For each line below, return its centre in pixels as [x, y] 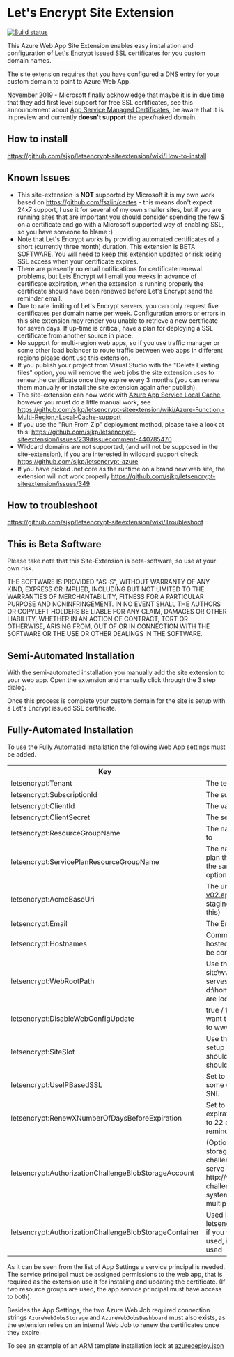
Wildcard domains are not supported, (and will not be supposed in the [117, 446]
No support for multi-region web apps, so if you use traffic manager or [118, 342]
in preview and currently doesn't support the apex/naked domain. [102, 117]
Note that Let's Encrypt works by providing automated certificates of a [118, 239]
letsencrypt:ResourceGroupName [65, 833]
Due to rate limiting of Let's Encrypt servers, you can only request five [118, 305]
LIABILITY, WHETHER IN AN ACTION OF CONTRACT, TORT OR [97, 619]
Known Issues [39, 178]
